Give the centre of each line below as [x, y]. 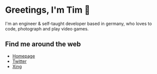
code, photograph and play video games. [47, 28]
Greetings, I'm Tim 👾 [48, 10]
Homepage [24, 56]
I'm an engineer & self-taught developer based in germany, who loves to [78, 24]
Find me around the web [43, 44]
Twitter [20, 61]
